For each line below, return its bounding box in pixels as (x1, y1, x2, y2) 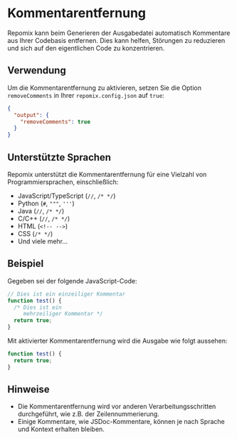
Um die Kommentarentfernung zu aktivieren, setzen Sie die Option (7, 84, 201, 92)
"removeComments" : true (20, 118, 91, 126)
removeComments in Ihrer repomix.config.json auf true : (7, 91, 165, 99)
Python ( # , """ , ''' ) (17, 198, 75, 208)
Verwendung (7, 64, 66, 76)
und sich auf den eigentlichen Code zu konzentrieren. (7, 44, 165, 52)
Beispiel (7, 258, 44, 270)
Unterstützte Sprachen (7, 151, 112, 163)
